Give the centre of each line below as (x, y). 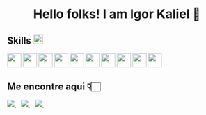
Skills (19, 41)
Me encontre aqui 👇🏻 (54, 87)
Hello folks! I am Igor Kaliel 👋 (117, 14)
